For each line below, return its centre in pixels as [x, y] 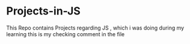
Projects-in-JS [44, 11]
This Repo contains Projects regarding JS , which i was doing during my [95, 28]
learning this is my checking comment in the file [66, 34]
